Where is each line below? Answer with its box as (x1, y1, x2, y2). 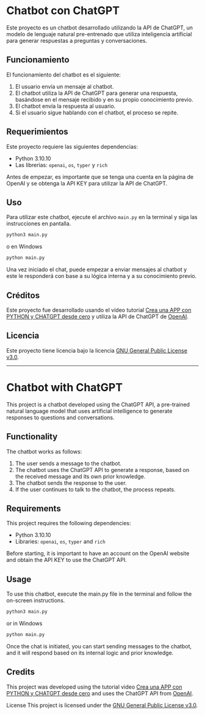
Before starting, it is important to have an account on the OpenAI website (6, 550, 190, 557)
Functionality (6, 432, 58, 442)
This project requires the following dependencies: (6, 520, 131, 527)
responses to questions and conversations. (6, 414, 115, 421)
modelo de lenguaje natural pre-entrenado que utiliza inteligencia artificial (6, 30, 192, 37)
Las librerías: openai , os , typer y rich (15, 161, 108, 168)
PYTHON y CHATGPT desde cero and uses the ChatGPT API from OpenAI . (6, 689, 193, 697)
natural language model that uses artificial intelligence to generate (6, 407, 173, 414)
